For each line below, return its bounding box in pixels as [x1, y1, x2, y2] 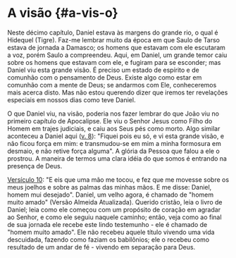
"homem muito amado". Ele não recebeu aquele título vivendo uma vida [7, 228, 215, 236]
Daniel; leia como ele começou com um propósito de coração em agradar [7, 205, 221, 214]
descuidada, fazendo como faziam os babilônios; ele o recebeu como [7, 235, 210, 244]
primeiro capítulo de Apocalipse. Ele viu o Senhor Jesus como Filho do [7, 116, 213, 125]
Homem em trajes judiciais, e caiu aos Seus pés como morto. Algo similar [7, 124, 221, 133]
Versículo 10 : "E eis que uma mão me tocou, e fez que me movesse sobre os [7, 175, 230, 184]
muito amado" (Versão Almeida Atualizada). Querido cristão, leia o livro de [7, 197, 223, 206]
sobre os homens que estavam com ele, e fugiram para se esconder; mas [7, 58, 221, 66]
